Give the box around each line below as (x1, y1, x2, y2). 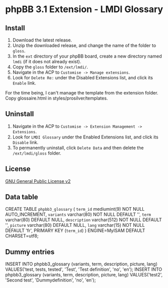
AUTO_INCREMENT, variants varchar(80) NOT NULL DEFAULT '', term (5, 211, 151, 218)
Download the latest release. (12, 37, 72, 43)
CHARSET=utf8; (5, 233, 39, 239)
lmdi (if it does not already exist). (12, 59, 82, 64)
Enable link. (12, 80, 36, 86)
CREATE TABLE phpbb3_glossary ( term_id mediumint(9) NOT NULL (5, 206, 145, 212)
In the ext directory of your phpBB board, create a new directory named (12, 53, 162, 59)
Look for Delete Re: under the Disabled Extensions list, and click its (12, 75, 153, 80)
